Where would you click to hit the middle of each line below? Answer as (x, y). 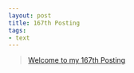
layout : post (30, 15)
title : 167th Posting (44, 23)
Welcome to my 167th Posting (77, 60)
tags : (17, 30)
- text (19, 38)
